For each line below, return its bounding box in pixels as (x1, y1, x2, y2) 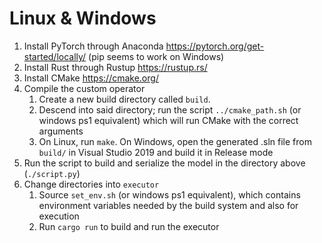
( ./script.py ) (23, 167, 81, 179)
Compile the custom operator (23, 82, 146, 94)
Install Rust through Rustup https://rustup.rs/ (23, 61, 208, 73)
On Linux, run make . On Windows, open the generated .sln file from (38, 135, 312, 147)
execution (38, 210, 80, 222)
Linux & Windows (9, 7, 157, 30)
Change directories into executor (23, 178, 160, 190)
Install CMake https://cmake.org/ (23, 72, 159, 84)
